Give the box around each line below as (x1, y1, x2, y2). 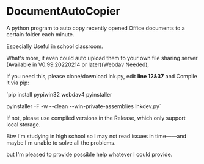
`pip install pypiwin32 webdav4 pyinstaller (6, 91, 112, 98)
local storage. (6, 120, 41, 128)
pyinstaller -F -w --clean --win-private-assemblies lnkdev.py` (6, 102, 161, 110)
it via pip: (6, 79, 29, 86)
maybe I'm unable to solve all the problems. (6, 138, 116, 146)
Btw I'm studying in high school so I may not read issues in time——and (6, 132, 186, 140)
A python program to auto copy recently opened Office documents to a (6, 24, 185, 32)
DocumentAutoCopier (6, 4, 120, 18)
